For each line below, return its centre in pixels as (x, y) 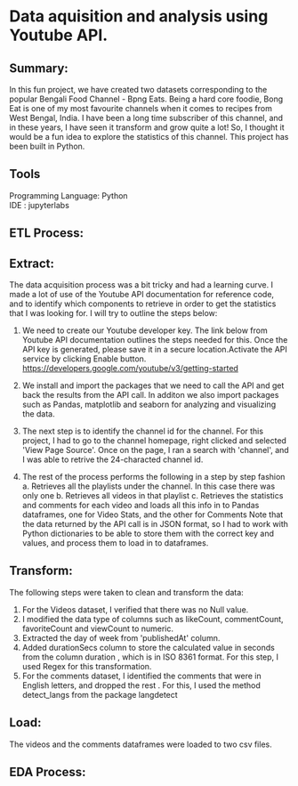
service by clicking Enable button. (84, 359)
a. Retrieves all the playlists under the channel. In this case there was (149, 486)
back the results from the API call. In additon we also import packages (150, 395)
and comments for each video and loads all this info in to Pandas (141, 506)
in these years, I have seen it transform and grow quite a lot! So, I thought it (147, 127)
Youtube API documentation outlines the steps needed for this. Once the (155, 340)
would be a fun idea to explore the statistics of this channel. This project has (149, 137)
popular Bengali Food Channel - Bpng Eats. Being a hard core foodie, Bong (146, 99)
